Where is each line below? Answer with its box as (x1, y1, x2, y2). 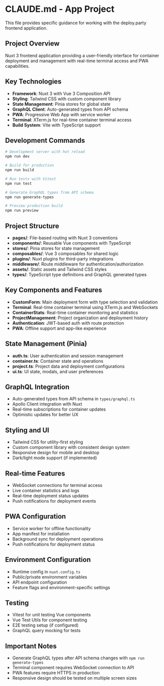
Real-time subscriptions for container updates (12, 406, 106, 412)
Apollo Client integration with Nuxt (12, 401, 82, 407)
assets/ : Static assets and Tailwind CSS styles (12, 266, 107, 272)
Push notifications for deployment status (12, 541, 95, 547)
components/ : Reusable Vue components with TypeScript (12, 240, 131, 246)
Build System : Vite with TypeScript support (12, 122, 101, 128)
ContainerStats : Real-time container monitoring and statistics (12, 309, 138, 315)
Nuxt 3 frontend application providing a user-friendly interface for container (5, 52, 160, 58)
